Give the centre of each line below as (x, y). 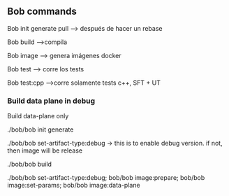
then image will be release (45, 150)
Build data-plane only (38, 116)
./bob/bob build (30, 164)
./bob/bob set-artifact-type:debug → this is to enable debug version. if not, (115, 143)
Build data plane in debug (51, 101)
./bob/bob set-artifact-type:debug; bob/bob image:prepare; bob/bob (106, 178)
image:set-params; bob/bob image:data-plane (74, 185)
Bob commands (42, 12)
